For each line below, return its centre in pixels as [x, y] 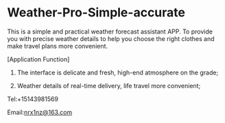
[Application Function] [38, 59]
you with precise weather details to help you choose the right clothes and [111, 38]
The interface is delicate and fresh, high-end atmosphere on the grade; [118, 72]
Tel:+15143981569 [33, 99]
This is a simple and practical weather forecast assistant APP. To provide [110, 31]
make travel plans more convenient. [58, 46]
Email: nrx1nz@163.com [40, 112]
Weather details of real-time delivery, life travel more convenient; [109, 85]
